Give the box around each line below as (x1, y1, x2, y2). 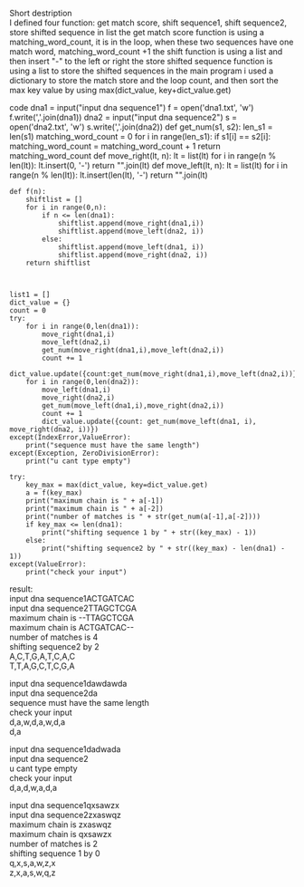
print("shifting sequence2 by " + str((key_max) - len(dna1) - (42, 544, 285, 553)
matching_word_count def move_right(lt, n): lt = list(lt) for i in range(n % (9, 150, 277, 161)
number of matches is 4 (9, 632, 99, 642)
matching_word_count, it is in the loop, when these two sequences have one (9, 36, 294, 47)
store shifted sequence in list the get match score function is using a (9, 27, 265, 37)
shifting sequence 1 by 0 (9, 848, 101, 859)
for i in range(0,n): (25, 203, 107, 212)
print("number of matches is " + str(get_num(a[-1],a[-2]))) (25, 512, 261, 521)
